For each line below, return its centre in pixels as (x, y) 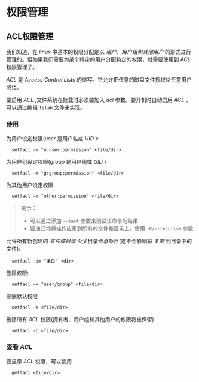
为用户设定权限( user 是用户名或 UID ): (53, 139)
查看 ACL (19, 347)
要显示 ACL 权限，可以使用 (39, 361)
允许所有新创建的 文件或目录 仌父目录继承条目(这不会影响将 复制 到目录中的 (99, 241)
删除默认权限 (22, 296)
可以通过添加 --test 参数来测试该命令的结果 (84, 221)
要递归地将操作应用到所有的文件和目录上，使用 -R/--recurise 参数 (111, 228)
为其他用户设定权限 (30, 185)
